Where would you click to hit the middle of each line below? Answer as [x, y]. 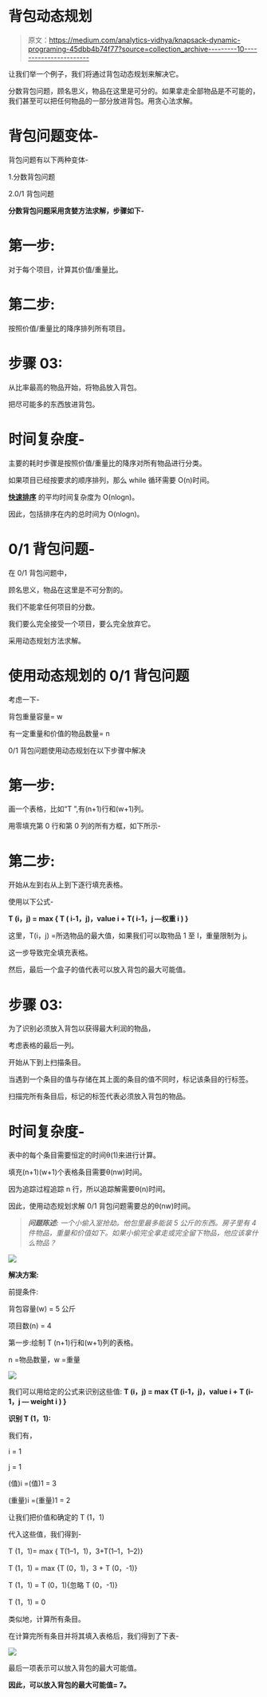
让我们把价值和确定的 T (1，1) [57, 1517]
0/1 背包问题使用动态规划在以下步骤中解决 [77, 750]
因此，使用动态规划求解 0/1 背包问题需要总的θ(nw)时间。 [102, 1206]
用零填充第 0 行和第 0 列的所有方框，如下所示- [84, 826]
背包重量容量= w [35, 716]
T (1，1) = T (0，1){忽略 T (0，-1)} [63, 1585]
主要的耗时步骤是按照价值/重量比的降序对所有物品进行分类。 [108, 463]
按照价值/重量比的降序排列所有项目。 [69, 328]
